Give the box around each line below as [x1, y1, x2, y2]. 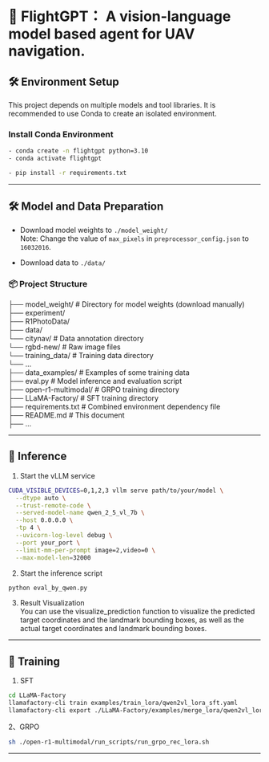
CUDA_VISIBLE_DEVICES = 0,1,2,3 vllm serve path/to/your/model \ [8, 487, 224, 495]
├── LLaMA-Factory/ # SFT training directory [8, 393, 159, 403]
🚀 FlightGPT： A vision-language [8, 7, 231, 26]
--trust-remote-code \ [15, 501, 91, 510]
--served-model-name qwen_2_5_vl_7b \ [15, 509, 146, 517]
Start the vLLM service [19, 471, 96, 480]
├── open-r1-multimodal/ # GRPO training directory [8, 385, 180, 394]
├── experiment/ [8, 308, 66, 318]
